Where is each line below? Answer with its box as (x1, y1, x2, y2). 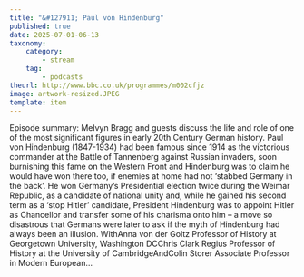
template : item (9, 97, 67, 107)
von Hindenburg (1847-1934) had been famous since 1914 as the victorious (9, 142, 290, 153)
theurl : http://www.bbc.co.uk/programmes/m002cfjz (9, 81, 205, 90)
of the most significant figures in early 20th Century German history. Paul (9, 133, 284, 143)
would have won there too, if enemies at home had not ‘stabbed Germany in (9, 171, 293, 182)
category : (25, 47, 64, 56)
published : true (9, 22, 71, 31)
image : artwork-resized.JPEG (9, 89, 120, 98)
